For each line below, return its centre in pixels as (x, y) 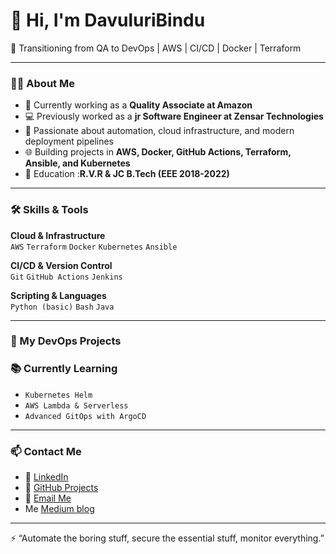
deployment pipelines (69, 141)
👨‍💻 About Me (42, 83)
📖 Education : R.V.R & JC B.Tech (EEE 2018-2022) (127, 174)
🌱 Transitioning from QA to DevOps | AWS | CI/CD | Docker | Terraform (156, 48)
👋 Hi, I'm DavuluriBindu (108, 20)
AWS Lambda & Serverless (76, 405)
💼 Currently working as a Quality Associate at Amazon (138, 105)
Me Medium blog (59, 509)
